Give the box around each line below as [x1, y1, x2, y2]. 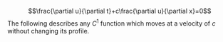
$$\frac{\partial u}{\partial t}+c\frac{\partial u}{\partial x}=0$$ [28, 7, 212, 15]
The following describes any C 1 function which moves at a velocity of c [7, 18, 216, 28]
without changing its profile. [7, 26, 90, 35]
